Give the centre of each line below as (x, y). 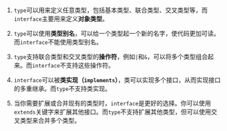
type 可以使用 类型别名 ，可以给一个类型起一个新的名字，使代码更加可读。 (117, 33)
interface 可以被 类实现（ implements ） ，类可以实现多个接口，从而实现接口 (117, 80)
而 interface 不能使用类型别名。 (58, 42)
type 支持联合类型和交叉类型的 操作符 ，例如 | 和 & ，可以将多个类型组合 (111, 57)
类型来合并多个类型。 (50, 120)
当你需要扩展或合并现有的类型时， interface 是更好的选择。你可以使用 (112, 103)
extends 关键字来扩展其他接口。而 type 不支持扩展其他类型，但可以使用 (112, 112)
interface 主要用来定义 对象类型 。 (61, 19)
